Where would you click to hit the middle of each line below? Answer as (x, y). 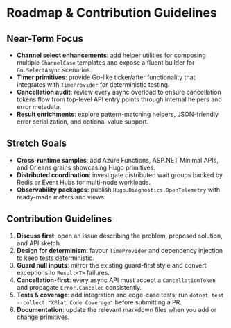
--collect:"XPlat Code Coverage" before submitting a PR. (99, 302)
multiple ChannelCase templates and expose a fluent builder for (105, 63)
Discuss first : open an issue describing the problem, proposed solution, (119, 236)
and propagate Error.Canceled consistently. (79, 287)
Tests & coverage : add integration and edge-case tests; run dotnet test (120, 295)
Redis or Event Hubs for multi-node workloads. (84, 182)
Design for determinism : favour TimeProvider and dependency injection (120, 250)
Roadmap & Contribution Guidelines (112, 13)
